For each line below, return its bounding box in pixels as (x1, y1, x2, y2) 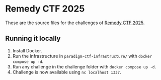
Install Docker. (12, 47, 42, 53)
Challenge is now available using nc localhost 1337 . (12, 69, 122, 75)
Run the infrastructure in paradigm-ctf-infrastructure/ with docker (12, 53, 152, 59)
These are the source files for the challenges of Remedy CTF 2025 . (5, 20, 145, 26)
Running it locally (5, 34, 61, 43)
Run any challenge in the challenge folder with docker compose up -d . (12, 63, 156, 69)
